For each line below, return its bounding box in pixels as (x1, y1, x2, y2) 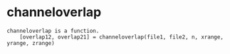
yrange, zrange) (6, 39, 55, 46)
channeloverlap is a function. (6, 27, 100, 34)
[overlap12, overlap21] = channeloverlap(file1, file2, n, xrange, (19, 33, 224, 41)
